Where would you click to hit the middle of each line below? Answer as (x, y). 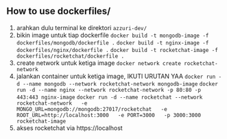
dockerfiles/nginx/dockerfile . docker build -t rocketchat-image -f (117, 50)
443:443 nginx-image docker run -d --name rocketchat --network (109, 97)
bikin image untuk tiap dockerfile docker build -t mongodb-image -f (112, 35)
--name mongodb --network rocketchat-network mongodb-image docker (121, 84)
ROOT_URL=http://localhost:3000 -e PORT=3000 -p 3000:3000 (109, 115)
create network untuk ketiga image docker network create (98, 63)
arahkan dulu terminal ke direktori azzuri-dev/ (82, 27)
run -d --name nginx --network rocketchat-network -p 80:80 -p (109, 90)
